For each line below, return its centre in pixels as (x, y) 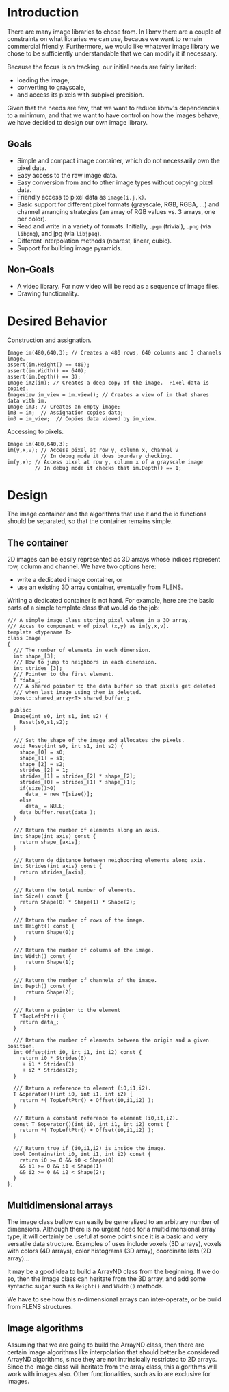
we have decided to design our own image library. (78, 122)
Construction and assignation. (50, 340)
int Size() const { (41, 896)
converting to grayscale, (51, 87)
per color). (32, 219)
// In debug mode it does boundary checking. (107, 456)
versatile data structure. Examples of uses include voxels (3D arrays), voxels (114, 1244)
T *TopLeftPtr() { (40, 1016)
